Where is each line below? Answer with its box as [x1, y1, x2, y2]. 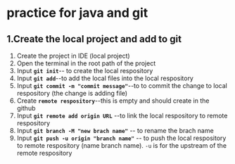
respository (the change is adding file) [16, 89, 128, 97]
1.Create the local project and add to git [6, 33, 182, 45]
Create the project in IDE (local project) [16, 51, 131, 60]
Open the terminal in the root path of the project [16, 59, 156, 68]
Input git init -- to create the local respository [16, 67, 153, 75]
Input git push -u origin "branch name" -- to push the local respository [16, 134, 227, 142]
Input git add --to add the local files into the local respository [16, 74, 194, 82]
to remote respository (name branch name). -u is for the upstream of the [16, 141, 227, 149]
